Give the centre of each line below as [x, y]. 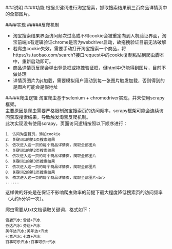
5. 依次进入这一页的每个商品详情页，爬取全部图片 [51, 156]
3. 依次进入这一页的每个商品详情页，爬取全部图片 [51, 145]
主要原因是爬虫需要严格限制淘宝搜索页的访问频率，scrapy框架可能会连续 [82, 111]
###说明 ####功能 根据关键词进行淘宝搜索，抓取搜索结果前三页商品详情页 [84, 7]
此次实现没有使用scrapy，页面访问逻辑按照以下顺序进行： [66, 123]
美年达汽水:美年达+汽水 [27, 231]
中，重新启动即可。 [33, 61]
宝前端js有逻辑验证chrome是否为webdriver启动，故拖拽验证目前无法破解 [90, 42]
